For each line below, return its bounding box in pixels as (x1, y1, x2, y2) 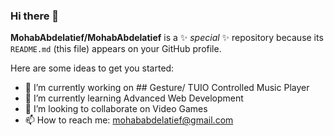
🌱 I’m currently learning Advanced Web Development (24, 92, 244, 104)
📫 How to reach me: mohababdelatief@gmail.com (24, 114, 234, 126)
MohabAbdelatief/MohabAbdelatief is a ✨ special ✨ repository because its (10, 32, 324, 44)
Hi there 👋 (10, 9, 60, 23)
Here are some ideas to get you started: (10, 62, 175, 74)
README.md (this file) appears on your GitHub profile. (10, 43, 222, 55)
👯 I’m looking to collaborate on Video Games (24, 103, 208, 115)
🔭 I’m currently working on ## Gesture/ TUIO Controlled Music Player (24, 82, 310, 94)
